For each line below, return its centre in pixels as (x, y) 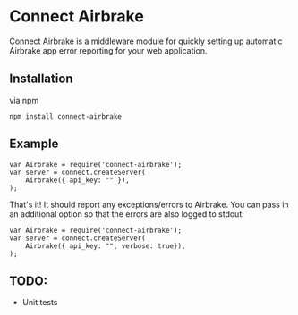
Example (34, 144)
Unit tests (40, 303)
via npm (24, 100)
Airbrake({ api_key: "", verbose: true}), (106, 246)
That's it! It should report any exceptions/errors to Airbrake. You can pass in (149, 204)
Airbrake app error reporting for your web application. (108, 50)
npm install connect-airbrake (66, 116)
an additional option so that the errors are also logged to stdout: (127, 214)
